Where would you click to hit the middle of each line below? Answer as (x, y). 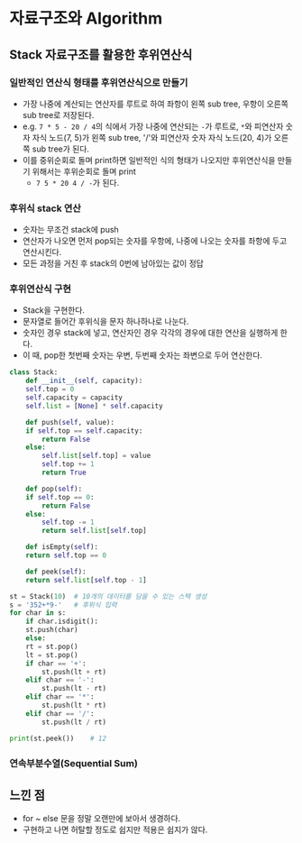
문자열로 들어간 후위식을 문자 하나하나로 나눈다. (105, 322)
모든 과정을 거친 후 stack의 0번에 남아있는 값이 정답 (113, 263)
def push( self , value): (70, 422)
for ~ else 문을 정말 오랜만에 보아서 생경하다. (101, 819)
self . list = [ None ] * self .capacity (95, 406)
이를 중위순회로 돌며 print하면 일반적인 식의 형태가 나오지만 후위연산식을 (149, 160)
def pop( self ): (54, 489)
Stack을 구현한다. (54, 310)
